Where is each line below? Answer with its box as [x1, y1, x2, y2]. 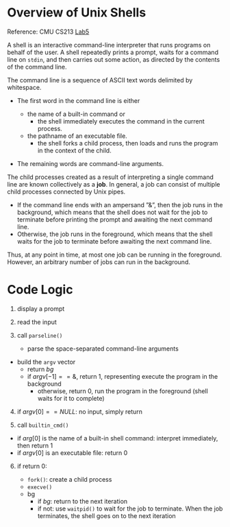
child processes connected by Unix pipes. [7, 187, 126, 196]
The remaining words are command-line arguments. [16, 159, 164, 167]
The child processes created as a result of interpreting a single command [7, 173, 214, 181]
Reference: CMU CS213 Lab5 [7, 27, 90, 36]
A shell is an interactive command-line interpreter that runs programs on [7, 40, 211, 49]
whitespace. [7, 83, 42, 91]
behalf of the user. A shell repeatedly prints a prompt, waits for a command [7, 48, 219, 56]
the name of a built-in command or [27, 110, 125, 118]
